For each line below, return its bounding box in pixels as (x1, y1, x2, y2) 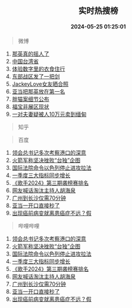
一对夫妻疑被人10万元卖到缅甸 (11, 111, 87, 118)
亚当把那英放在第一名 (11, 88, 65, 95)
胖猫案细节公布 (11, 95, 49, 103)
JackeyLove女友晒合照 (11, 80, 69, 88)
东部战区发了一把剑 (11, 72, 60, 80)
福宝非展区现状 (11, 103, 49, 110)
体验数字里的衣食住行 (11, 65, 65, 72)
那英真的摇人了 (11, 50, 49, 57)
